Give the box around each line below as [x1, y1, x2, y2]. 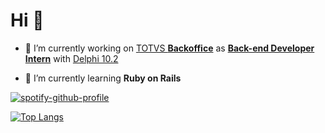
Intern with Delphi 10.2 [24, 52, 119, 64]
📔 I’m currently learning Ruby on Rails [24, 72, 182, 84]
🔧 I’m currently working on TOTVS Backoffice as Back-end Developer [24, 42, 315, 54]
